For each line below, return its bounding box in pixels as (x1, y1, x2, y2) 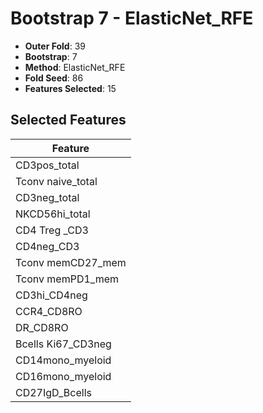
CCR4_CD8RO (15, 304, 83, 318)
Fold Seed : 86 (24, 72, 84, 84)
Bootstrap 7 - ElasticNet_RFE (10, 7, 254, 30)
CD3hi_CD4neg (15, 288, 88, 302)
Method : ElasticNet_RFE (24, 61, 126, 73)
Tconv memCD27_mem (15, 255, 127, 269)
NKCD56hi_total (15, 207, 91, 221)
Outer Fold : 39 (24, 40, 86, 52)
